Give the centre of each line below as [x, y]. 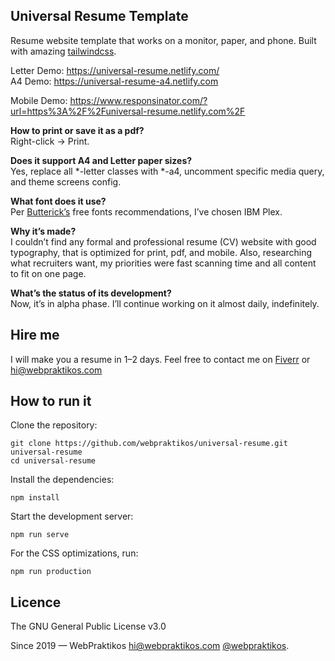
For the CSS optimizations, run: [74, 553]
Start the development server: [72, 516]
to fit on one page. [48, 273]
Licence [36, 602]
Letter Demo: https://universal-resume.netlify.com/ [115, 70]
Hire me [35, 335]
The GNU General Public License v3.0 [88, 626]
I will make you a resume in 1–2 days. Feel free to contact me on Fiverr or [160, 359]
